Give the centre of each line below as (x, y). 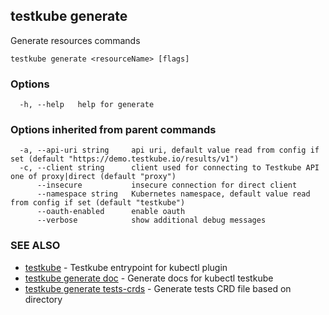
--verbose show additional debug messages (151, 220)
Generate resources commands (75, 40)
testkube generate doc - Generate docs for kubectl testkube (149, 278)
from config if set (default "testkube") (98, 203)
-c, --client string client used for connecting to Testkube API (169, 168)
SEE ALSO (35, 246)
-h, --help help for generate (87, 105)
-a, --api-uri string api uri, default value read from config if (169, 150)
